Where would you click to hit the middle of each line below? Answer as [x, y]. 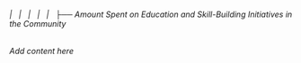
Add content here [42, 51]
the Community [38, 23]
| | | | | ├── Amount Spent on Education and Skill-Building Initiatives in [151, 14]
